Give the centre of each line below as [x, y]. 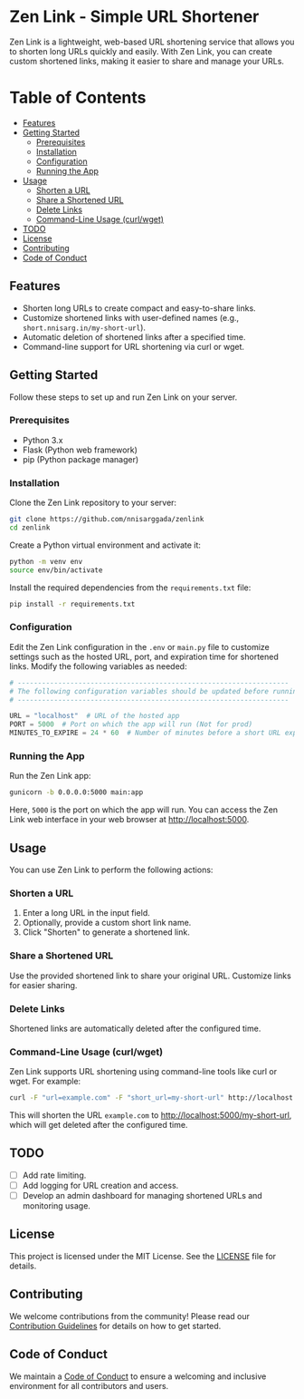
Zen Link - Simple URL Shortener [134, 17]
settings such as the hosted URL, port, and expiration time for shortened [144, 656]
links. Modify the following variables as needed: [98, 666]
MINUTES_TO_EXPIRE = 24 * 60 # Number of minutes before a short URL [145, 733]
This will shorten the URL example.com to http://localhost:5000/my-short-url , [151, 1115]
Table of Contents [78, 98]
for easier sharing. [43, 985]
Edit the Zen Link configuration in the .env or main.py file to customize [139, 646]
